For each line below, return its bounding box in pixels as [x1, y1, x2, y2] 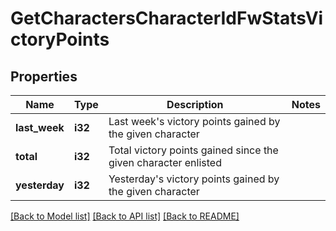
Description [166, 98, 224, 111]
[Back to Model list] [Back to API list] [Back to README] [10, 210, 240, 222]
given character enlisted [108, 156, 222, 169]
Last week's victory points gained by [108, 115, 281, 128]
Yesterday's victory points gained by [108, 172, 280, 186]
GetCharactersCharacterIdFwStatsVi [10, 7, 324, 30]
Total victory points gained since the [108, 143, 279, 157]
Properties [10, 68, 78, 85]
